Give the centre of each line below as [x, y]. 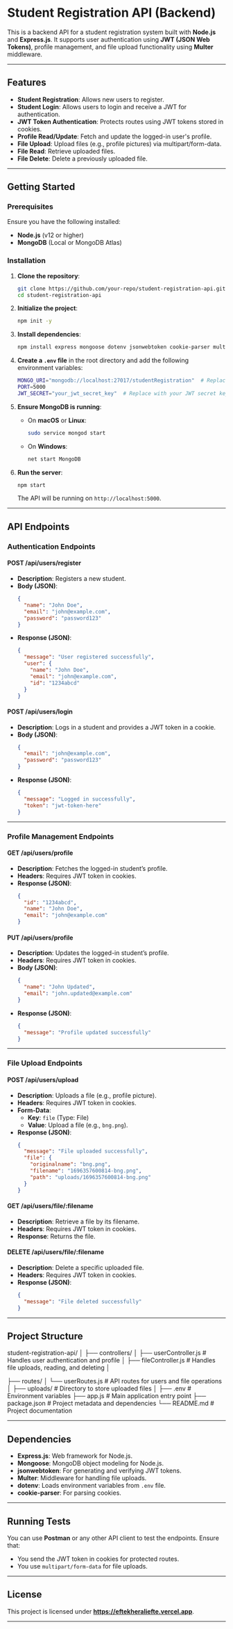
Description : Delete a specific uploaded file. [80, 1267]
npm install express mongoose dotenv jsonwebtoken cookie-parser [113, 347]
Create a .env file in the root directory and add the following [103, 360]
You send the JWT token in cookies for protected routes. [98, 1559]
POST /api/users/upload [43, 1080]
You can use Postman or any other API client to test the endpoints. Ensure [113, 1538]
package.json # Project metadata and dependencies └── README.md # [111, 1404]
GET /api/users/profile [40, 853]
